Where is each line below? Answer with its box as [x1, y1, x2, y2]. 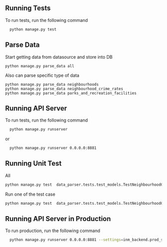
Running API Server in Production [5, 215, 111, 223]
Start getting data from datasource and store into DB [5, 54, 113, 60]
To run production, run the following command [5, 228, 100, 234]
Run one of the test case [5, 191, 56, 197]
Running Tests [5, 4, 51, 12]
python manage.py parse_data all [5, 63, 75, 69]
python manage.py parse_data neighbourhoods [5, 82, 99, 87]
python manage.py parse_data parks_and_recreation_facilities [5, 91, 137, 96]
